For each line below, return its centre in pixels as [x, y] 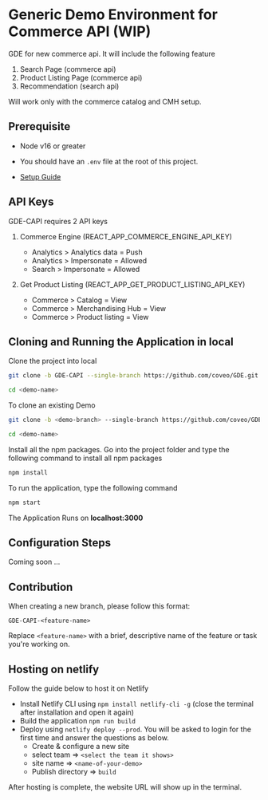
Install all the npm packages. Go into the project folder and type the [119, 449]
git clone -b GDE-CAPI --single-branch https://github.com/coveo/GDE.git [134, 376]
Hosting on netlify [54, 669]
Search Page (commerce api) [68, 69]
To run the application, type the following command [93, 487]
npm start [25, 502]
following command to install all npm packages [85, 458]
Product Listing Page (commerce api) [81, 77]
